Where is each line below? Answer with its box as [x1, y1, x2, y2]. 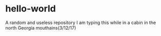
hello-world [5, 3, 56, 14]
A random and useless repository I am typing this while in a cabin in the [5, 19, 156, 25]
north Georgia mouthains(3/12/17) [5, 24, 76, 30]
